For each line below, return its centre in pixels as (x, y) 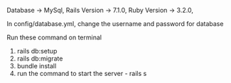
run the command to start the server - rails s (82, 74)
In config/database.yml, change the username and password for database (115, 24)
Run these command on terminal (54, 37)
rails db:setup (37, 51)
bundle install (37, 66)
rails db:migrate (40, 58)
